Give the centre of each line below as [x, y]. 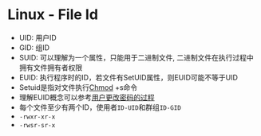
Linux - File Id [53, 15]
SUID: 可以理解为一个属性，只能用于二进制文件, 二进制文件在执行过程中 [136, 57]
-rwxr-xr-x [37, 117]
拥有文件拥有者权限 [51, 67]
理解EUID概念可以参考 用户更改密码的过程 [87, 97]
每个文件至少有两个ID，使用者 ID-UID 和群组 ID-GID [100, 107]
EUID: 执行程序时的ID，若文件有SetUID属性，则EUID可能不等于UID [129, 77]
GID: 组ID [34, 47]
